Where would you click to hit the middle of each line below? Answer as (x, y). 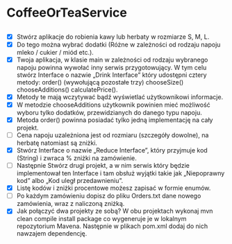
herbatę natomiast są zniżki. (57, 143)
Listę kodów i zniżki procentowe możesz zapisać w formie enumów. (114, 188)
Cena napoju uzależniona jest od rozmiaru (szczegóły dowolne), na (113, 135)
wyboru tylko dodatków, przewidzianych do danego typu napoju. (109, 112)
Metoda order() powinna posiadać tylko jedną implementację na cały (115, 120)
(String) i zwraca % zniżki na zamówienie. (76, 158)
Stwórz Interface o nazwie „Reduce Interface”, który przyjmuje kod (112, 150)
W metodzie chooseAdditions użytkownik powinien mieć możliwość (114, 105)
